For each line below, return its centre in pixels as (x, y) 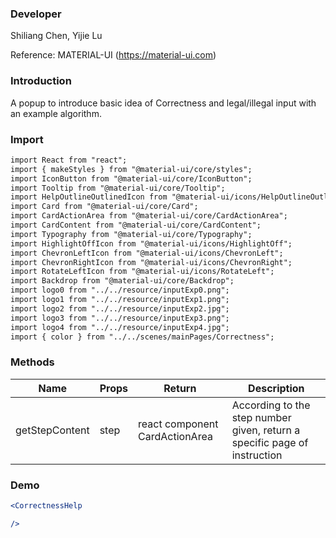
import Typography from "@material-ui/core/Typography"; (131, 234)
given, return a (266, 430)
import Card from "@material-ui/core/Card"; (104, 207)
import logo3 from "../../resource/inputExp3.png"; (120, 318)
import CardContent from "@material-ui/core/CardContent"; (136, 225)
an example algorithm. (56, 113)
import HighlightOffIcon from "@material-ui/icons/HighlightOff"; (151, 243)
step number (261, 417)
